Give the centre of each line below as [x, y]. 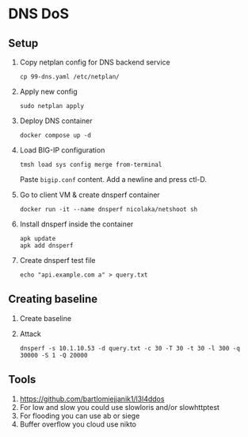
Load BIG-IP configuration [62, 150]
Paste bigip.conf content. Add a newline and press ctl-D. [113, 179]
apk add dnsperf [46, 246]
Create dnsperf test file [57, 260]
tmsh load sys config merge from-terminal [91, 164]
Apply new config [48, 91]
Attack [30, 334]
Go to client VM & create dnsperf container [90, 195]
